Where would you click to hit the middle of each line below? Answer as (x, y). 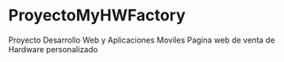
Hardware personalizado (53, 49)
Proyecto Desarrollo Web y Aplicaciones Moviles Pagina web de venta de (142, 40)
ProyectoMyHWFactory (97, 15)
